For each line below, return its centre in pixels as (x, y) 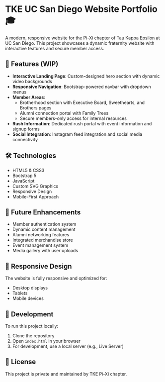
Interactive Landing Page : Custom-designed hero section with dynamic (86, 76)
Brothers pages (36, 107)
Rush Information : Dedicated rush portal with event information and (82, 123)
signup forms (26, 129)
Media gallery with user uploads (45, 251)
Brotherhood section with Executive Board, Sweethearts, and (82, 102)
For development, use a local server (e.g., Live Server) (68, 346)
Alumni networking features (41, 235)
